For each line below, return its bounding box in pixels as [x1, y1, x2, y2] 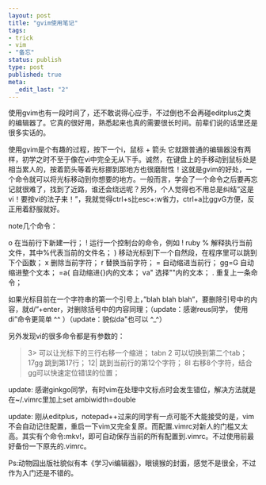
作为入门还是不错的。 [8, 468, 78, 478]
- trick [8, 33, 34, 42]
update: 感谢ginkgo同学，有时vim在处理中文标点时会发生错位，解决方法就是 [8, 385, 256, 395]
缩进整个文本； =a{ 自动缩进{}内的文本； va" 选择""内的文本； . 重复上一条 [8, 268, 251, 278]
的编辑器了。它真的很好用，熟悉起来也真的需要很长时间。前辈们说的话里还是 [8, 118, 258, 128]
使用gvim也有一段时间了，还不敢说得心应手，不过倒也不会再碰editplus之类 [8, 108, 252, 117]
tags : [8, 26, 26, 34]
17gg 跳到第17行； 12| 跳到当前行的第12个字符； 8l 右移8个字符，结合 [27, 358, 253, 368]
